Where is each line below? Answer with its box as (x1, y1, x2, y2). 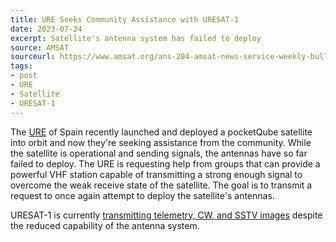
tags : (10, 61, 33, 71)
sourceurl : (10, 52, 56, 62)
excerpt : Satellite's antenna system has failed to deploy (10, 33, 262, 43)
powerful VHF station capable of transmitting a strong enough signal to (10, 168, 303, 180)
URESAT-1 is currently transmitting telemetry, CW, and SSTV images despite (10, 209, 323, 221)
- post (10, 71, 38, 81)
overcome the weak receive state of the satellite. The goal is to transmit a (10, 179, 313, 191)
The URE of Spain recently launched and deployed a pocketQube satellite (10, 126, 313, 138)
